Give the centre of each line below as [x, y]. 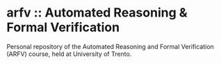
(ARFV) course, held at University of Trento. [69, 54]
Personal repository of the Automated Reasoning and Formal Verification [110, 46]
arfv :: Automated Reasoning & [97, 13]
